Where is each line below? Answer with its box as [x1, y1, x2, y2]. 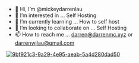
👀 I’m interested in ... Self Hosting [14, 12, 97, 19]
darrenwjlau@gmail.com [14, 39, 75, 47]
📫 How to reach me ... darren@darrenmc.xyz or [14, 31, 133, 38]
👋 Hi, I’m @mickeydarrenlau [14, 6, 83, 12]
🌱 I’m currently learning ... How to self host [14, 18, 120, 25]
